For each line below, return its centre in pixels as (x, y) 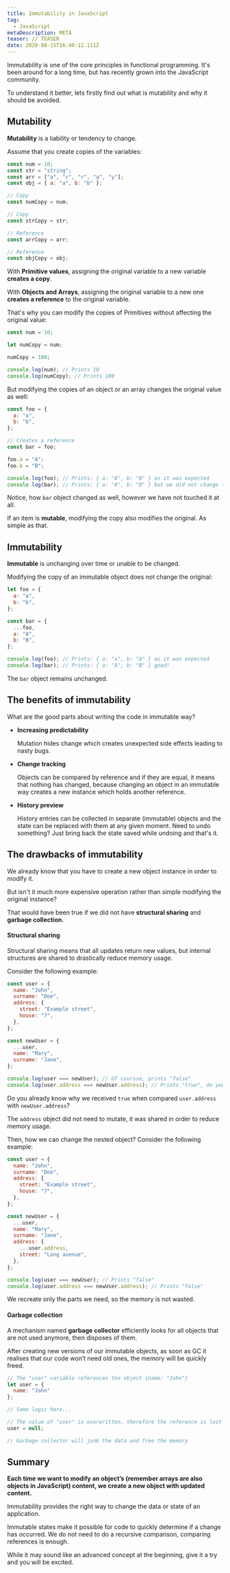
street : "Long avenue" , (53, 1255)
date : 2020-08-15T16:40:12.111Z (53, 45)
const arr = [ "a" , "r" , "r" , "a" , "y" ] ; (66, 177)
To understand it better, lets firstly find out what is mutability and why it (107, 93)
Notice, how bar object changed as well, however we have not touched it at (113, 498)
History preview (40, 805)
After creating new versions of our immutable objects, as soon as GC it (107, 1351)
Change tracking (41, 763)
